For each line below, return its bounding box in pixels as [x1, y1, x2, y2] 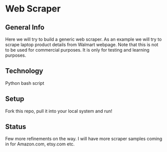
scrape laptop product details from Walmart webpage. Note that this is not [5, 42, 158, 48]
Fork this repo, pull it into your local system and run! [5, 108, 113, 114]
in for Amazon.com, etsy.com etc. [5, 141, 75, 147]
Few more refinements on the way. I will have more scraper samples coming [5, 136, 162, 142]
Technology [5, 67, 44, 75]
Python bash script [5, 80, 44, 86]
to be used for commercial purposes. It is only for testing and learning [5, 47, 149, 53]
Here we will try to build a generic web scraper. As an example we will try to [5, 36, 162, 42]
